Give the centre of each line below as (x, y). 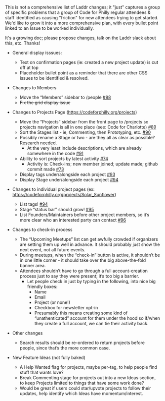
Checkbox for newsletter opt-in (66, 308)
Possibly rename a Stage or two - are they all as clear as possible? (87, 138)
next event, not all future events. (52, 250)
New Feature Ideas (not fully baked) (49, 357)
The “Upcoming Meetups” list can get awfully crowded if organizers (89, 239)
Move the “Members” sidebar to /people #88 (65, 97)
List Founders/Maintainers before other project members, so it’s (84, 215)
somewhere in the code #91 (55, 153)
